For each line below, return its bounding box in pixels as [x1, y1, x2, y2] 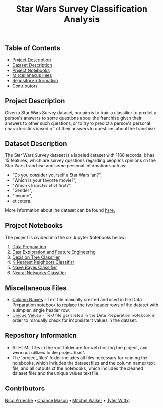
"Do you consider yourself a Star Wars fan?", [12, 172, 102, 178]
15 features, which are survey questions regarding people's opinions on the [5, 157, 156, 164]
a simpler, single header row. [12, 307, 70, 313]
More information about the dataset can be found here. [5, 207, 115, 213]
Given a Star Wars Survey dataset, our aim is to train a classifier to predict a [5, 110, 157, 115]
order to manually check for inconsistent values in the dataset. [12, 317, 137, 323]
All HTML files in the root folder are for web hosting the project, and [12, 344, 148, 350]
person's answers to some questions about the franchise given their [5, 115, 142, 121]
